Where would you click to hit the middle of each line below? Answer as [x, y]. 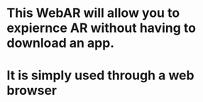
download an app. [61, 43]
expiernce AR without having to [101, 28]
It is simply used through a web [100, 75]
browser [32, 91]
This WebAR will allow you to [93, 13]
